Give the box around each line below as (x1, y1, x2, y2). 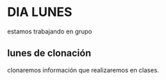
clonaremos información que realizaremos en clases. (7, 65, 159, 74)
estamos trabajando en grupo (7, 27, 93, 35)
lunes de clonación (7, 47, 91, 59)
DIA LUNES (7, 4, 73, 20)
